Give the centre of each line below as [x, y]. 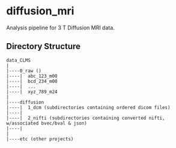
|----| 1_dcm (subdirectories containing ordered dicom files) [88, 107]
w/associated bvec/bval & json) [47, 123]
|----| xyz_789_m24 [32, 92]
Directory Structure [44, 46]
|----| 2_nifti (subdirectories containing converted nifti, [86, 118]
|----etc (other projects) [40, 139]
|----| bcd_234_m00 [32, 81]
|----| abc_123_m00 [32, 76]
